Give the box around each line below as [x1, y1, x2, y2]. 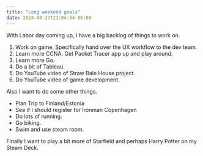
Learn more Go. [15, 56, 55, 64]
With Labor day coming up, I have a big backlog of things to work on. [6, 31, 180, 39]
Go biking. [15, 119, 42, 126]
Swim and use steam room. [15, 125, 84, 133]
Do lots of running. [15, 113, 62, 120]
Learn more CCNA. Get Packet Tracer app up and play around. [15, 50, 173, 57]
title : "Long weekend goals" [6, 9, 81, 15]
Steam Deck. [6, 144, 39, 151]
